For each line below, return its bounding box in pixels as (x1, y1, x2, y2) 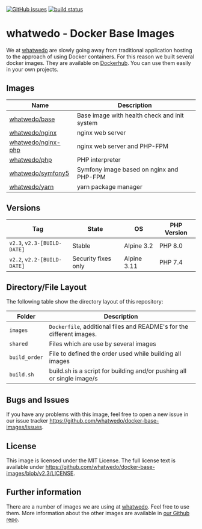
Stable (72, 241, 91, 249)
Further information (6, 487, 82, 497)
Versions (6, 203, 41, 213)
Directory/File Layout (6, 282, 87, 292)
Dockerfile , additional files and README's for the (49, 322, 189, 331)
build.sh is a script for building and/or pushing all (49, 367, 187, 375)
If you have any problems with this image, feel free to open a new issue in (6, 411, 189, 418)
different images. (49, 330, 97, 338)
